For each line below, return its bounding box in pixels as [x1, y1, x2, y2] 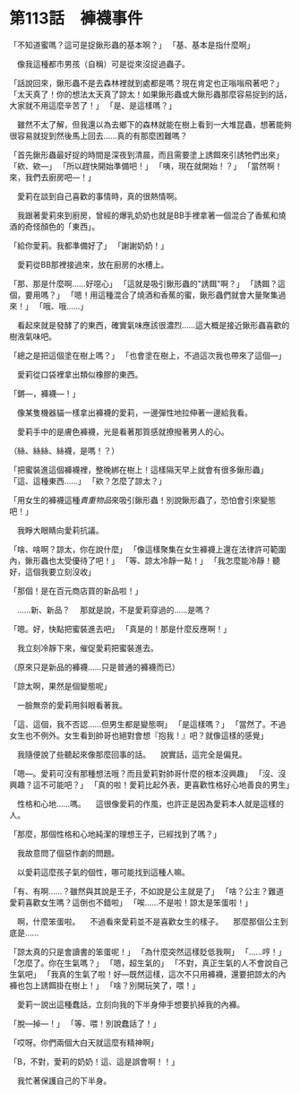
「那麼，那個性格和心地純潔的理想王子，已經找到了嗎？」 [9, 829, 221, 839]
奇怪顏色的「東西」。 [24, 221, 100, 231]
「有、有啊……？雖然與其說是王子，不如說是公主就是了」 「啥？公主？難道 [9, 885, 285, 897]
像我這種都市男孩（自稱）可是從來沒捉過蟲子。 [16, 58, 190, 69]
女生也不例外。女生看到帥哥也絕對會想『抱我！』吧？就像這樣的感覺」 [9, 730, 269, 741]
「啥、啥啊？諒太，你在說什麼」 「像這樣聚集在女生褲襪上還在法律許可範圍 [9, 543, 287, 554]
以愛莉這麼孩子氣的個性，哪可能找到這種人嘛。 [16, 866, 190, 877]
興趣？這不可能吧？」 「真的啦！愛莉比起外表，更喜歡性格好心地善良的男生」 [9, 779, 294, 790]
